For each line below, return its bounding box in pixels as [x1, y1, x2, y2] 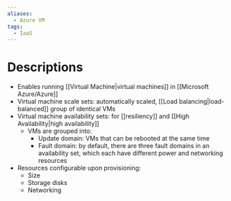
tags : [7, 23, 23, 30]
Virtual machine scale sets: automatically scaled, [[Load [17, 97, 178, 106]
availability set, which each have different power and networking [38, 149, 223, 157]
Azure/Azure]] [17, 90, 58, 98]
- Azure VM [13, 17, 45, 24]
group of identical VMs [49, 105, 116, 113]
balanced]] [17, 105, 49, 113]
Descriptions [7, 60, 83, 75]
